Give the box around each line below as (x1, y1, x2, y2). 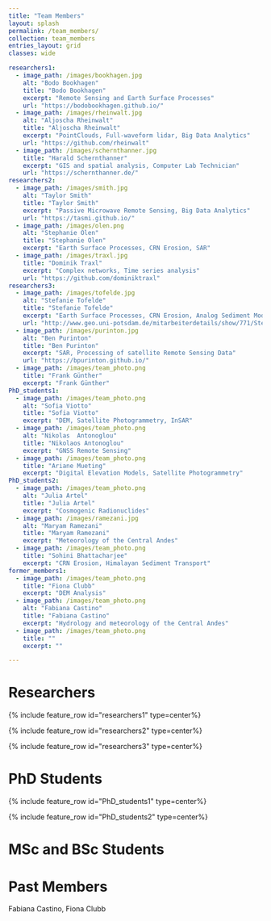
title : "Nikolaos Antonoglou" (23, 439, 125, 447)
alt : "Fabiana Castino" (23, 605, 103, 613)
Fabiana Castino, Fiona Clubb (8, 904, 106, 914)
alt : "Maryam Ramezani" (23, 521, 103, 530)
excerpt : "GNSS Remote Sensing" (23, 446, 131, 454)
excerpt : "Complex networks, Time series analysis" (23, 266, 200, 274)
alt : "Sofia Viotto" (23, 401, 92, 410)
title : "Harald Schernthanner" (23, 154, 128, 162)
